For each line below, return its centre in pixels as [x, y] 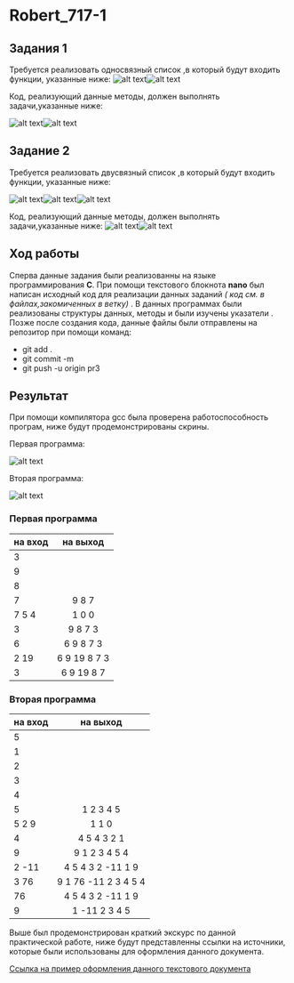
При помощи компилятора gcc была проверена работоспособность [139, 417]
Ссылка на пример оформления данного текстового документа [130, 969]
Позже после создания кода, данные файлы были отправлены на [133, 322]
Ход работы [44, 254]
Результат [39, 396]
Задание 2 [40, 151]
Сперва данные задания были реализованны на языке [112, 275]
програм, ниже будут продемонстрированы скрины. [109, 427]
